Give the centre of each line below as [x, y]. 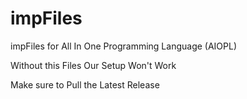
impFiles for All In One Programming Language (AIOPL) [124, 46]
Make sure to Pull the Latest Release [85, 84]
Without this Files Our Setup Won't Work [93, 65]
